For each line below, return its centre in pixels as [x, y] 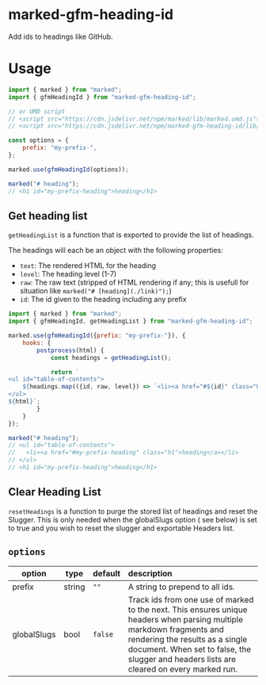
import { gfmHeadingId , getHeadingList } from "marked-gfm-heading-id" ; [131, 321]
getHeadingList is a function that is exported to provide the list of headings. [131, 235]
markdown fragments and [176, 630]
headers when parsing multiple [186, 619]
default [106, 573]
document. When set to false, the [190, 649]
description [150, 573]
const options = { [38, 140]
